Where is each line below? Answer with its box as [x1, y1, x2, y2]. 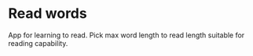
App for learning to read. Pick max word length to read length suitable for [8, 30, 245, 40]
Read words [8, 5, 88, 23]
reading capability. [8, 38, 68, 47]
